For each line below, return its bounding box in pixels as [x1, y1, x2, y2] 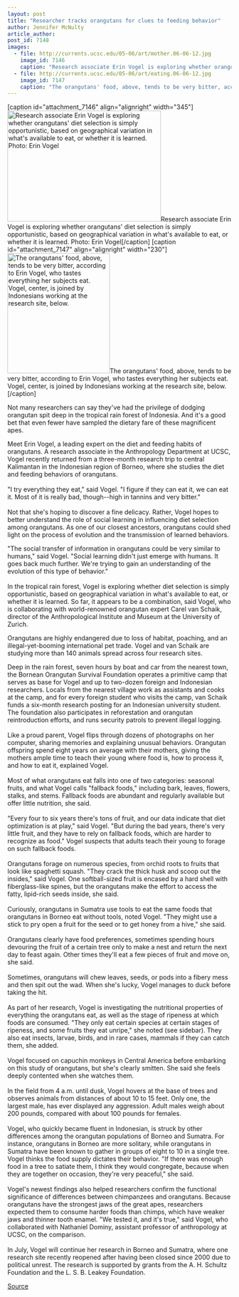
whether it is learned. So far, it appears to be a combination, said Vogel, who [7, 598, 231, 606]
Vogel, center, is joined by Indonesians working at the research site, [7, 382, 206, 390]
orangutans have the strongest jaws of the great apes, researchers [7, 1200, 203, 1209]
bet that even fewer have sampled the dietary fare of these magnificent [7, 418, 216, 427]
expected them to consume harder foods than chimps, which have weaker [7, 1208, 225, 1217]
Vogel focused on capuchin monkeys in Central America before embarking [7, 1056, 226, 1065]
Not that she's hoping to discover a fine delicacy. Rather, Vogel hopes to [7, 508, 219, 516]
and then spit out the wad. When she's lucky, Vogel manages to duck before [7, 981, 231, 989]
